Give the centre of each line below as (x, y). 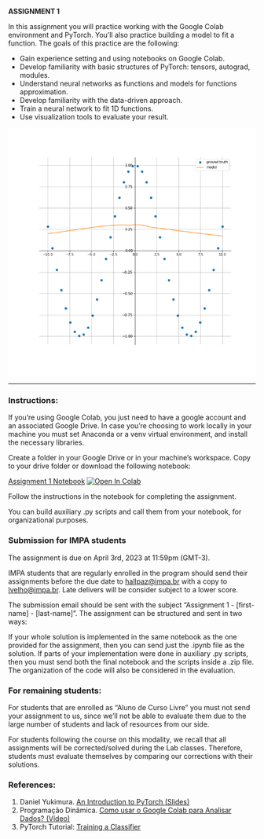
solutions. (24, 764)
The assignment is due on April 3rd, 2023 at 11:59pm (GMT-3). (109, 558)
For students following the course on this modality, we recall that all (117, 739)
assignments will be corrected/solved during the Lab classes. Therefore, (125, 747)
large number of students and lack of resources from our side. (109, 724)
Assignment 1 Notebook (47, 482)
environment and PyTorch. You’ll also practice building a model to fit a (121, 35)
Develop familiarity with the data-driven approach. (101, 100)
